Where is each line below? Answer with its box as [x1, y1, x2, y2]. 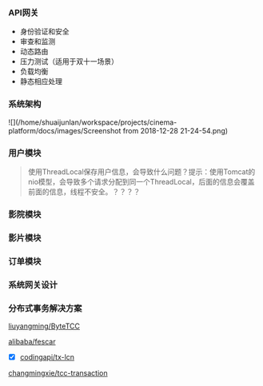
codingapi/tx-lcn [19, 352, 74, 361]
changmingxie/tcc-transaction [8, 368, 108, 377]
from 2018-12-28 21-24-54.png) [122, 125, 229, 135]
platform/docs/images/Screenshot [8, 125, 122, 135]
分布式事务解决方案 [8, 302, 82, 313]
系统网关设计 [8, 279, 58, 290]
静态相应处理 [19, 77, 62, 86]
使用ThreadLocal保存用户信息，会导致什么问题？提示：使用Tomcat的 [27, 166, 256, 177]
